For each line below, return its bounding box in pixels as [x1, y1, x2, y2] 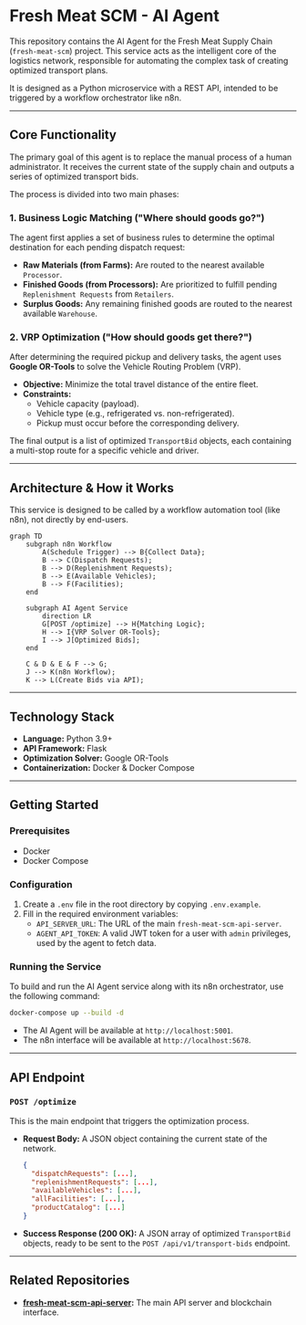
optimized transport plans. [9, 65, 108, 76]
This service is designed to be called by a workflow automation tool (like [9, 504, 280, 516]
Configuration [9, 878, 73, 890]
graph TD [9, 531, 43, 542]
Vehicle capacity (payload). [36, 398, 139, 409]
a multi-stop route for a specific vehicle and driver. [9, 445, 199, 457]
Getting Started [9, 797, 99, 813]
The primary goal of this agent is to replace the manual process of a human [9, 152, 292, 163]
